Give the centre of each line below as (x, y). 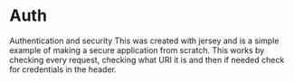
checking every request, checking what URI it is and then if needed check (147, 59)
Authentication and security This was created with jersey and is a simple (144, 41)
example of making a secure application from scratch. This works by (137, 50)
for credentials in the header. (63, 69)
